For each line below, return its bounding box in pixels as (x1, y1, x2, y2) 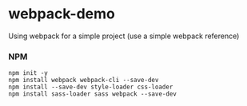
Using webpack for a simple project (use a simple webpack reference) (8, 31, 240, 41)
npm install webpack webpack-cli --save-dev (8, 77, 159, 84)
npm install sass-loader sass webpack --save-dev (8, 90, 177, 98)
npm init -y (8, 69, 48, 77)
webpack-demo (8, 5, 116, 23)
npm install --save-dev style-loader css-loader (8, 83, 173, 92)
